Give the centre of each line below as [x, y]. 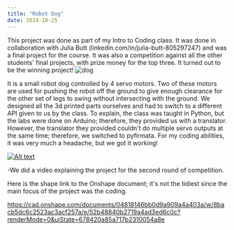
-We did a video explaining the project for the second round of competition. [116, 170]
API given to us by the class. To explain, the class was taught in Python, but [116, 113]
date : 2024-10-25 [32, 20]
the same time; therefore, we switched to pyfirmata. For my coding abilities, [116, 135]
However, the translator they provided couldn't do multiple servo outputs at [115, 128]
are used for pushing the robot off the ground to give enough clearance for [115, 91]
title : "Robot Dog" [36, 14]
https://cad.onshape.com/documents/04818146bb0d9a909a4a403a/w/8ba [116, 204]
